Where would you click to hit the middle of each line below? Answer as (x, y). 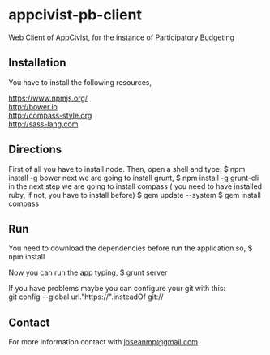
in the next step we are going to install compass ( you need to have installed (135, 186)
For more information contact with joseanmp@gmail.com (103, 342)
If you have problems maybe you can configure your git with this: (117, 289)
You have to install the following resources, (80, 82)
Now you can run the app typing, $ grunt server (88, 272)
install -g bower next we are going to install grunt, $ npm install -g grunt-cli (134, 177)
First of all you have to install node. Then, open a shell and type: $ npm (127, 169)
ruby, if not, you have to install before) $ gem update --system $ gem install (135, 195)
